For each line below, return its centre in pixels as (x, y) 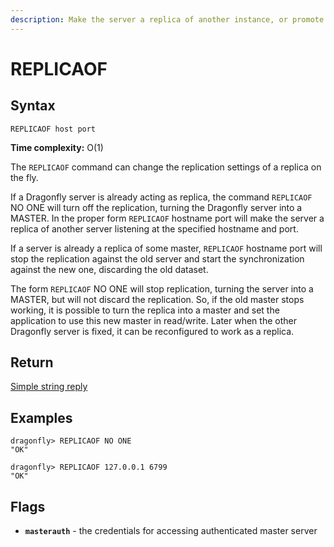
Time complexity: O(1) (57, 147)
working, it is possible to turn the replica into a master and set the (145, 310)
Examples (41, 417)
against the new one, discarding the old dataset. (109, 269)
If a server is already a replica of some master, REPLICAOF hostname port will (166, 248)
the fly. (24, 177)
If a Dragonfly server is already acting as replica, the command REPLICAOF (161, 197)
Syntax (33, 106)
